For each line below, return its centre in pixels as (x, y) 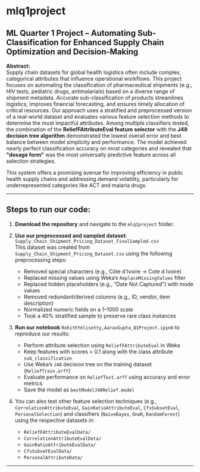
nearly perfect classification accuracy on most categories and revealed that (99, 148)
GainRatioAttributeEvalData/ (60, 445)
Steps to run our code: (49, 210)
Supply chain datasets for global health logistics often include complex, (94, 72)
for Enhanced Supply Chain (112, 42)
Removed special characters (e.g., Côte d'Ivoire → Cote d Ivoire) (102, 271)
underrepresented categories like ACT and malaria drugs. (76, 185)
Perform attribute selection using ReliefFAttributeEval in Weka (102, 345)
